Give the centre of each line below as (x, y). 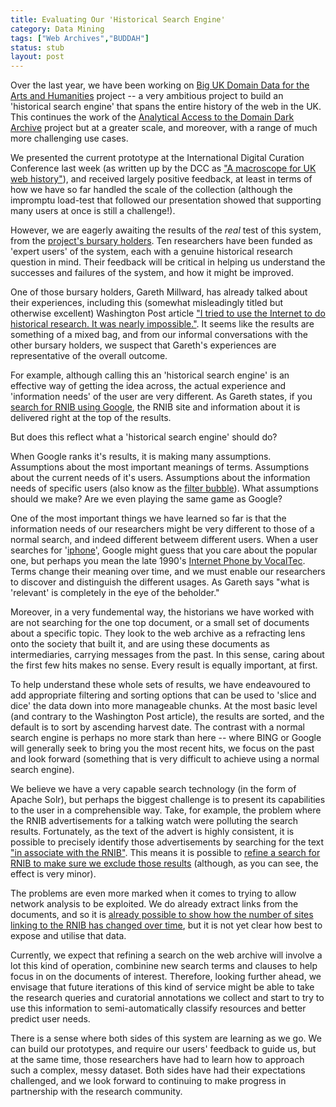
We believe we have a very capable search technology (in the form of (153, 789)
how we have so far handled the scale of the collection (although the (151, 190)
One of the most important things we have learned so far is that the (148, 518)
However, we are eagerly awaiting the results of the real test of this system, (166, 230)
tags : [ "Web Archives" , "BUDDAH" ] (80, 38)
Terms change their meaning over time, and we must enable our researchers (168, 572)
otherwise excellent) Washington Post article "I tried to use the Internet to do (168, 313)
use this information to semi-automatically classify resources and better (158, 1008)
